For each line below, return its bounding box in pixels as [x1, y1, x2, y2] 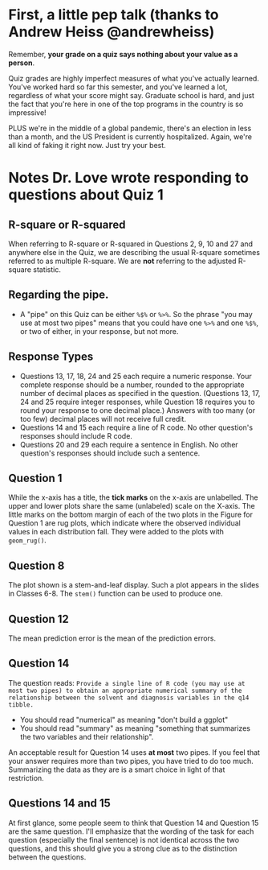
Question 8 [8, 559, 65, 572]
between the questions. [8, 851, 87, 862]
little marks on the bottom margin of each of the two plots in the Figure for [8, 509, 254, 520]
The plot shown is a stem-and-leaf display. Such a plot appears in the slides [8, 580, 259, 590]
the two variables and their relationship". [19, 732, 154, 741]
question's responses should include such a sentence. [19, 448, 201, 458]
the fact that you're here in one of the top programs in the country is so [8, 99, 244, 109]
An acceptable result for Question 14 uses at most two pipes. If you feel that [8, 747, 261, 757]
